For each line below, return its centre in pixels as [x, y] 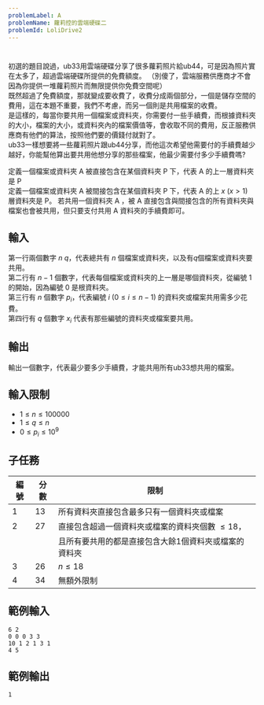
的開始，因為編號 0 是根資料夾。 [60, 287]
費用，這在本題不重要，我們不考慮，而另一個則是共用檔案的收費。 [115, 105]
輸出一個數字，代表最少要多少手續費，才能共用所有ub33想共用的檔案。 [123, 367]
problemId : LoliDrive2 [45, 30]
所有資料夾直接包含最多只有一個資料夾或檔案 [141, 511]
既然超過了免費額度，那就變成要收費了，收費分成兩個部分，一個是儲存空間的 [132, 95]
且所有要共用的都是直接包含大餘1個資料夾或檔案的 [151, 541]
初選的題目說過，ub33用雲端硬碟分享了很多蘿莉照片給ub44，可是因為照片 [128, 66]
